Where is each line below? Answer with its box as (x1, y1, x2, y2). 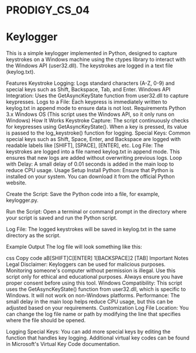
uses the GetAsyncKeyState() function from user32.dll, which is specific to (6, 286, 186, 293)
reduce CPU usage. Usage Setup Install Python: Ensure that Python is (6, 167, 174, 174)
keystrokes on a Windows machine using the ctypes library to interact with (6, 56, 186, 63)
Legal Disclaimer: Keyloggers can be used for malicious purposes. (6, 261, 166, 268)
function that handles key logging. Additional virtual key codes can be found (6, 334, 190, 341)
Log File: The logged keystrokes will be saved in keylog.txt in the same (6, 226, 177, 233)
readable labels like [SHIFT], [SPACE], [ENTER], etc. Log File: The (6, 142, 164, 149)
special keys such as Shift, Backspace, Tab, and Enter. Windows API (6, 86, 171, 93)
